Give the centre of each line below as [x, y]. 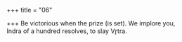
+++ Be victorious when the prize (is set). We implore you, [91, 23]
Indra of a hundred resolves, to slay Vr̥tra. [67, 31]
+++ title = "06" [30, 10]
